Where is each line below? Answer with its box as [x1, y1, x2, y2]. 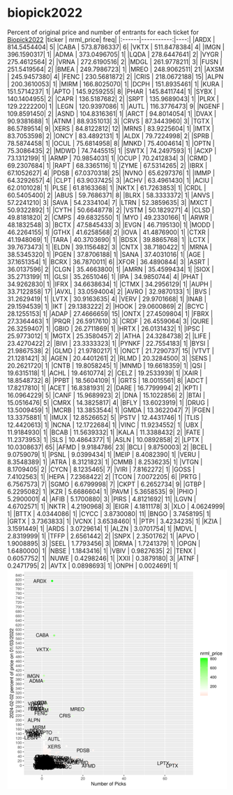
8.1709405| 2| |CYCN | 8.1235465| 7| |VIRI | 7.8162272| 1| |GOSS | [7, 465, 195, 474]
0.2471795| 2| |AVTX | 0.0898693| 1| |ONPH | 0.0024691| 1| [7, 561, 178, 570]
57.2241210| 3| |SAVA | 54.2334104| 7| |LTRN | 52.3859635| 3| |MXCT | [7, 198, 212, 206]
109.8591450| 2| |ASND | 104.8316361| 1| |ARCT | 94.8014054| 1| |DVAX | [7, 109, 216, 118]
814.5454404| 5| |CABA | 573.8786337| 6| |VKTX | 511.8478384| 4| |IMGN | [7, 43, 225, 51]
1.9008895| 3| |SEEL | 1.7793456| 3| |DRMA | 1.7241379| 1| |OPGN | [7, 539, 201, 547]
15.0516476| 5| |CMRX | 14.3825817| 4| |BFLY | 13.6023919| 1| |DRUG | [7, 398, 209, 407]
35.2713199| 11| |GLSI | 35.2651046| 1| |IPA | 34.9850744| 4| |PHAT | [7, 272, 204, 280]
